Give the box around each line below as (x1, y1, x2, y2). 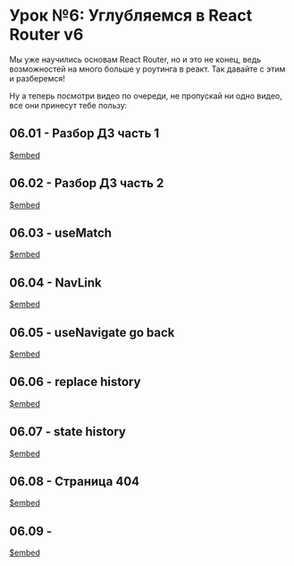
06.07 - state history (9, 424, 127, 440)
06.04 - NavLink (9, 275, 103, 290)
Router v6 (9, 24, 84, 45)
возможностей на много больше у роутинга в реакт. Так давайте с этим (9, 64, 286, 74)
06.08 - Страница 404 (9, 474, 140, 489)
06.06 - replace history (9, 374, 141, 390)
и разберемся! (9, 73, 65, 83)
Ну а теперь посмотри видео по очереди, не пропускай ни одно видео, (9, 90, 283, 101)
